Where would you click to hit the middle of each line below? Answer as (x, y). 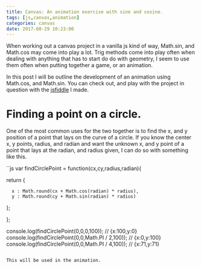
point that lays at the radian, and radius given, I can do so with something (97, 150)
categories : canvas (31, 23)
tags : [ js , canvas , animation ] (43, 18)
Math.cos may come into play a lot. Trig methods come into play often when (101, 53)
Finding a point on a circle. (74, 114)
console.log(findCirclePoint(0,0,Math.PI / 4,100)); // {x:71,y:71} (83, 244)
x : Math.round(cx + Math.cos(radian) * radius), (75, 191)
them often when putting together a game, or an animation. (79, 65)
